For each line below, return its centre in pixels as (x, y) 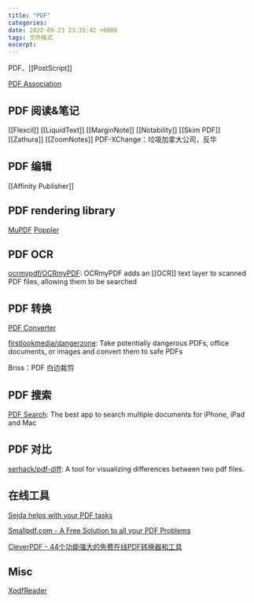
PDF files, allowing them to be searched (73, 282)
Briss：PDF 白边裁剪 (41, 368)
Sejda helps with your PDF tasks (60, 515)
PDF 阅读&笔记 (44, 111)
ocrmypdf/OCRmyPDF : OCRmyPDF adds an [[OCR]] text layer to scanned (127, 273)
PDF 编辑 (30, 166)
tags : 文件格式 (31, 37)
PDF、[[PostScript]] (40, 68)
